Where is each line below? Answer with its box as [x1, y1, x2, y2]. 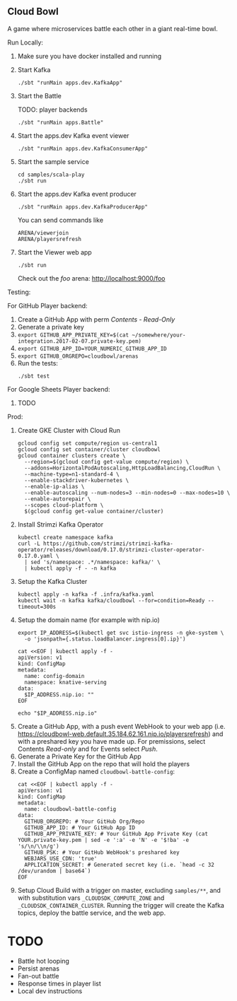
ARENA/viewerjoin [17, 229, 69, 236]
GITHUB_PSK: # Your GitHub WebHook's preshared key [24, 848, 180, 856]
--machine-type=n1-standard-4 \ [24, 470, 120, 478]
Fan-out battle [17, 971, 59, 980]
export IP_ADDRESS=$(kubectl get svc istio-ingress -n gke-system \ [17, 629, 224, 636]
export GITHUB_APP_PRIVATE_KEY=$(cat [17, 332, 129, 339]
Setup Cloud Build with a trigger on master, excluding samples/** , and [17, 886, 221, 894]
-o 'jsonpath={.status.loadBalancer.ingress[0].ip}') [24, 636, 186, 643]
